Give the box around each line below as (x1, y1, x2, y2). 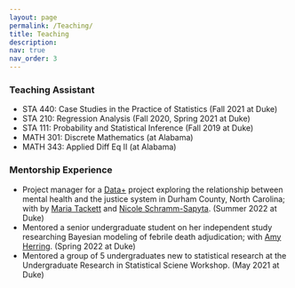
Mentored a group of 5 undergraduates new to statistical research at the (21, 250, 287, 260)
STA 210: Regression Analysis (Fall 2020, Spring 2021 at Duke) (21, 113, 251, 124)
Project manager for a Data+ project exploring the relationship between (21, 184, 283, 195)
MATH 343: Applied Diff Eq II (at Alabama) (21, 141, 177, 152)
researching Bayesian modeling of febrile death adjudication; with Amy (21, 231, 282, 242)
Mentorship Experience (9, 164, 113, 176)
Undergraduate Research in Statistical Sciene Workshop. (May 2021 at (21, 260, 280, 270)
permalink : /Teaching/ (9, 21, 93, 30)
